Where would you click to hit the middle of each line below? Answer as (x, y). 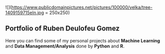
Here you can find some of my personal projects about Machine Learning (83, 40)
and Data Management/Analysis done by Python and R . (65, 46)
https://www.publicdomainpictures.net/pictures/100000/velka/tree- (82, 7)
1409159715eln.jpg (25, 13)
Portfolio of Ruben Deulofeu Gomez (62, 29)
